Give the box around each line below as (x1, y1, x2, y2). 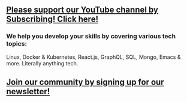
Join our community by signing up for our (6, 77, 164, 88)
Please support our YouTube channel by (6, 5, 159, 15)
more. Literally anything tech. (6, 59, 79, 67)
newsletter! (6, 86, 50, 97)
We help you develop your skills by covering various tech (6, 32, 176, 41)
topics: (6, 40, 27, 48)
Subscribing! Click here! (6, 14, 99, 25)
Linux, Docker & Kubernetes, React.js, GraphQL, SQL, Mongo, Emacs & (6, 53, 181, 61)
